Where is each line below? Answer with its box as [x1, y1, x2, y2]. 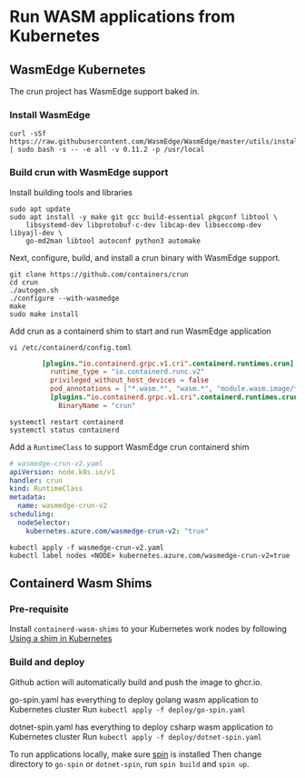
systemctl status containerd [9, 425, 120, 434]
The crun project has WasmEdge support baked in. [9, 86, 200, 96]
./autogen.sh [9, 285, 59, 294]
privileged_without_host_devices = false [49, 375, 209, 385]
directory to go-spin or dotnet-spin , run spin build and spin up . [9, 758, 250, 769]
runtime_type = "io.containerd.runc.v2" [49, 367, 205, 376]
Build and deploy [9, 656, 85, 669]
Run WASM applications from [9, 6, 236, 27]
